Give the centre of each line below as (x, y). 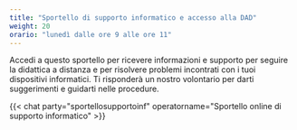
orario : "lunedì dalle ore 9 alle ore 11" (91, 34)
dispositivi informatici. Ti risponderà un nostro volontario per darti (132, 79)
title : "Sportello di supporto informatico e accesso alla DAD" (133, 18)
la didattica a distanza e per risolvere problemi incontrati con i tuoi (133, 70)
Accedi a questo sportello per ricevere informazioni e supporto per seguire (148, 60)
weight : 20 (30, 26)
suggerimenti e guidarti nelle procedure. (85, 89)
